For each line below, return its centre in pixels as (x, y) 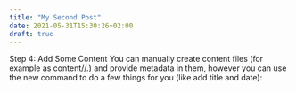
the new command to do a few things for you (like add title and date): (136, 78)
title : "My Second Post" (55, 17)
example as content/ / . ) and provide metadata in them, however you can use (148, 68)
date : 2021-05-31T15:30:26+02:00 (71, 26)
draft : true (31, 34)
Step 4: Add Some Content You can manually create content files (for (136, 59)
